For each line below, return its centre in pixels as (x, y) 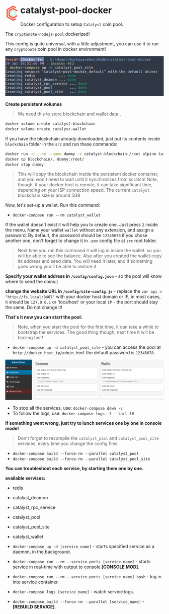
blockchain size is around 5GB (49, 195)
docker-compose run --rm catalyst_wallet (56, 215)
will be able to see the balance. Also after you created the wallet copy (90, 256)
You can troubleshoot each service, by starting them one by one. (74, 469)
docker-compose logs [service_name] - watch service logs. (73, 592)
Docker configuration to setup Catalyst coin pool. (72, 24)
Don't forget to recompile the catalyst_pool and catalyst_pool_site (88, 438)
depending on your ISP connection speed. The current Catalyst (83, 190)
